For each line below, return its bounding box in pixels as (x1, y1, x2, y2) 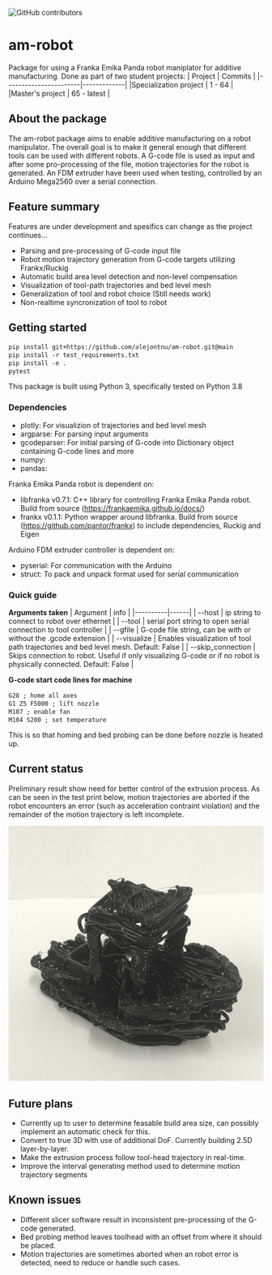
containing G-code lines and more (19, 446, 134, 456)
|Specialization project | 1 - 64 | (129, 79, 234, 89)
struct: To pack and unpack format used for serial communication (19, 569, 239, 579)
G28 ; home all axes (8, 691, 79, 699)
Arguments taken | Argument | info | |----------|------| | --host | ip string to (8, 607, 261, 617)
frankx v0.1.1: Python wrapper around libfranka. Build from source (19, 512, 239, 521)
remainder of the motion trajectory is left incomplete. (8, 810, 185, 819)
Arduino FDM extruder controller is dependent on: (8, 545, 175, 555)
